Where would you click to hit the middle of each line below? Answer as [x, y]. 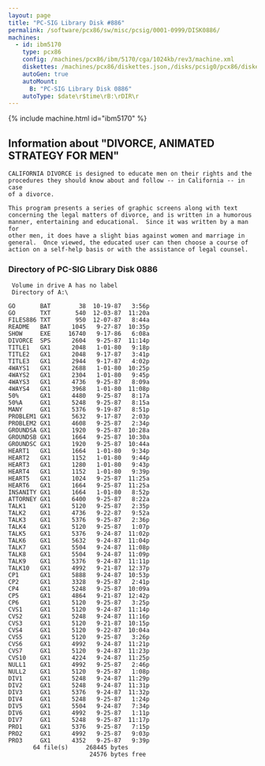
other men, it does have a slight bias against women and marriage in [127, 236]
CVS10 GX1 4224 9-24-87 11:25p [79, 658]
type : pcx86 [42, 52]
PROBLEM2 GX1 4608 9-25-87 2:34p [79, 424]
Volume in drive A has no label [65, 286]
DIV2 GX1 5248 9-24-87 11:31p [79, 686]
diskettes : [40, 67]
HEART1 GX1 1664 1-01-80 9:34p [79, 451]
